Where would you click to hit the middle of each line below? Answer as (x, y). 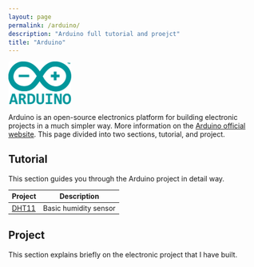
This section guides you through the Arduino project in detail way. (117, 178)
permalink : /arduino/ (44, 25)
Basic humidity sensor (79, 208)
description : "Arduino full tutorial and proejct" (94, 34)
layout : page (30, 17)
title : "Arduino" (37, 42)
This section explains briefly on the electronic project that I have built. (123, 254)
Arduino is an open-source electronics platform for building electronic (123, 117)
